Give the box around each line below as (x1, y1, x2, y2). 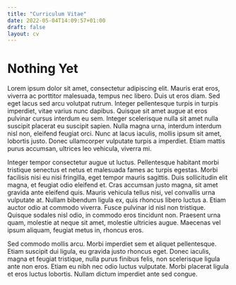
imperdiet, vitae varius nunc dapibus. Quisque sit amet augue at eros (7, 107, 208, 116)
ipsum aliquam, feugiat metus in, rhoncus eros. (7, 226, 144, 235)
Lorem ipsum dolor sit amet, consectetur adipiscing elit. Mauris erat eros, (7, 84, 220, 93)
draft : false (7, 23, 46, 30)
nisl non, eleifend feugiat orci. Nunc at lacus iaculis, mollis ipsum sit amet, (7, 129, 222, 138)
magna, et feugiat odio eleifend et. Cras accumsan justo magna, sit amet (7, 181, 218, 189)
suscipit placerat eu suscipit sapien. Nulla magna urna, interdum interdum (7, 122, 222, 130)
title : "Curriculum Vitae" (7, 10, 87, 18)
